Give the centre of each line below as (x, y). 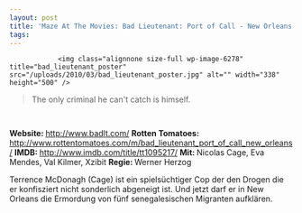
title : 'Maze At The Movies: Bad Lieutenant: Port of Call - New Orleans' (153, 26)
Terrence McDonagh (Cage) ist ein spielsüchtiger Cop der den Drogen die (146, 180)
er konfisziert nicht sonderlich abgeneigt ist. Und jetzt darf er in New (137, 190)
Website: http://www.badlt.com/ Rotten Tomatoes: (105, 134)
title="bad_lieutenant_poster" (68, 67)
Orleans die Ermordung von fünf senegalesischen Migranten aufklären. (141, 199)
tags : (19, 34)
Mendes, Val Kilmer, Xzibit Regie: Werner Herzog (101, 162)
